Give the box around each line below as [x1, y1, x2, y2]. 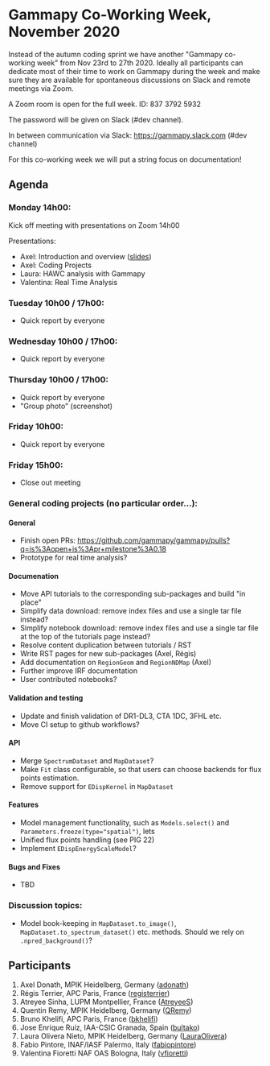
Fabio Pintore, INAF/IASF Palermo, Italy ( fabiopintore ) [19, 1040, 197, 1050]
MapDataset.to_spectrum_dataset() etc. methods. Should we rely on [19, 927, 245, 936]
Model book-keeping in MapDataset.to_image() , [19, 918, 177, 928]
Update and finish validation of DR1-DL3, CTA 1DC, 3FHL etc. [19, 711, 223, 721]
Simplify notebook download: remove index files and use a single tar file [19, 623, 259, 633]
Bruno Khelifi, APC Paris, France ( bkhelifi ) [19, 1014, 158, 1024]
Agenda [8, 178, 49, 192]
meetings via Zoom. [8, 83, 74, 93]
